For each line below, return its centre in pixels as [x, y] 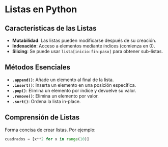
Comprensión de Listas [42, 118]
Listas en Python [41, 9]
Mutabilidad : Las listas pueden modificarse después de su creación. [84, 40]
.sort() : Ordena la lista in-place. [46, 101]
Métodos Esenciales [38, 67]
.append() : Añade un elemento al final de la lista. [63, 80]
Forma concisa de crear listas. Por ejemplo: [50, 130]
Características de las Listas [51, 28]
